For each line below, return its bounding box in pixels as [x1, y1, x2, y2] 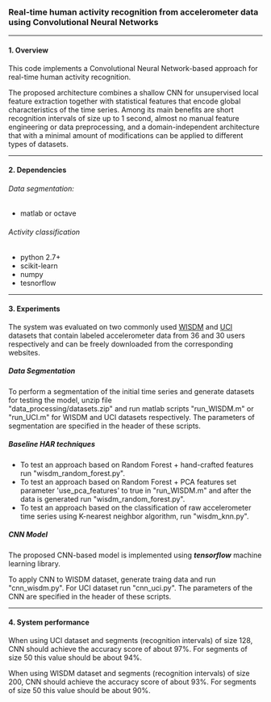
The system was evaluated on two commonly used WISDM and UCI [8, 322, 233, 331]
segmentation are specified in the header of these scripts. [8, 421, 202, 431]
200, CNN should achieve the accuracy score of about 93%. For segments [8, 677, 256, 687]
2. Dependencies [8, 165, 67, 175]
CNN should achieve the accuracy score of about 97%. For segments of [8, 644, 248, 654]
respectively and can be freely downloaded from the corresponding [8, 338, 234, 349]
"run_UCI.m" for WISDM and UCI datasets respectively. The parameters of [8, 412, 256, 422]
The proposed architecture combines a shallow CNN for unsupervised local [8, 87, 260, 97]
